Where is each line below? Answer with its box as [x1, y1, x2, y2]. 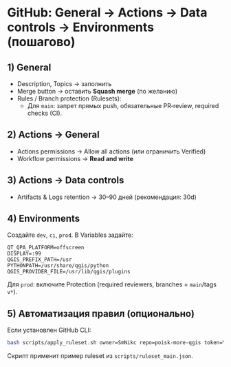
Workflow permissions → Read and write [16, 154, 134, 162]
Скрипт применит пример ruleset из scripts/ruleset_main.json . [7, 352, 194, 360]
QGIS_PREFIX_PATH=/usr [7, 256, 72, 263]
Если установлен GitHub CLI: [7, 326, 91, 335]
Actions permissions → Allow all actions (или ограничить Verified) [16, 147, 206, 156]
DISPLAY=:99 [7, 250, 41, 258]
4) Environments [7, 213, 80, 224]
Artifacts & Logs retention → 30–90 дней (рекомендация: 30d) [16, 193, 197, 201]
